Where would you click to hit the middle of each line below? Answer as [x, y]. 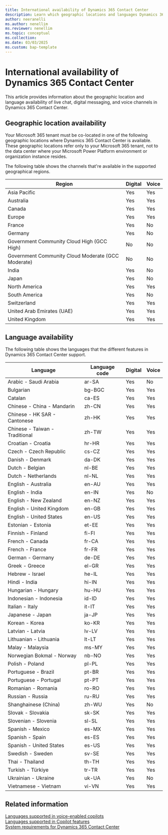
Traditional [20, 435]
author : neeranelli [25, 19]
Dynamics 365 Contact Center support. [46, 355]
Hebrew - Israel [26, 574]
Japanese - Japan [29, 615]
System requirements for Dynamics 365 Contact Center [62, 827]
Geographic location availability [56, 123]
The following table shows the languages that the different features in [77, 349]
